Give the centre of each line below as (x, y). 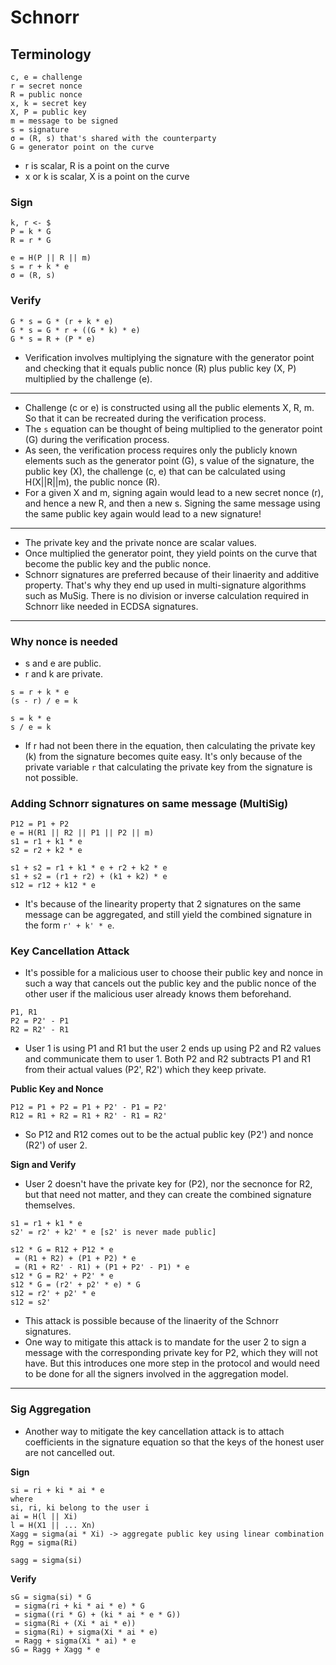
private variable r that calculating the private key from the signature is (168, 767)
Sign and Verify (43, 1165)
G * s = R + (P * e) (53, 339)
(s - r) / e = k (44, 701)
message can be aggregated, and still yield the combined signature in (168, 915)
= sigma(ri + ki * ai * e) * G (79, 1606)
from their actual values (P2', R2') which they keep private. (145, 1070)
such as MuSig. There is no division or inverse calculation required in (167, 595)
